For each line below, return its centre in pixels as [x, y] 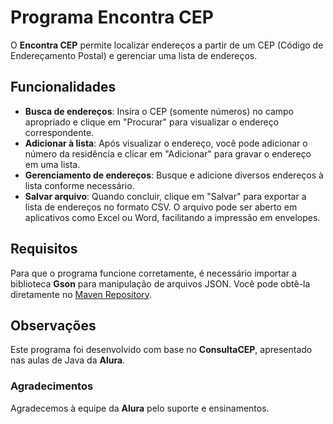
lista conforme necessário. [79, 185]
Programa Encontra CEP [112, 17]
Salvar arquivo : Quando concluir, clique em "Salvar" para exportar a [165, 196]
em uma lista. [52, 164]
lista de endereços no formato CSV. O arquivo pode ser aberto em [161, 207]
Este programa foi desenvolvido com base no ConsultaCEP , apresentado [161, 350]
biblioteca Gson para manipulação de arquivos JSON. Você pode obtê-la [160, 283]
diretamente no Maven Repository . [81, 294]
